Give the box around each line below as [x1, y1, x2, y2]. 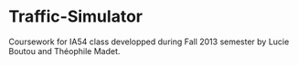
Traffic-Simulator [8, 6, 144, 27]
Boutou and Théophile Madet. [8, 45, 121, 56]
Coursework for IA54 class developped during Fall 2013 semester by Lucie [8, 36, 290, 47]
